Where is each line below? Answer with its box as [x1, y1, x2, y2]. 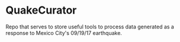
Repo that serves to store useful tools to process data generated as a [5, 23, 174, 30]
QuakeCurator [5, 4, 77, 17]
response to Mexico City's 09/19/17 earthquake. [5, 29, 123, 36]
